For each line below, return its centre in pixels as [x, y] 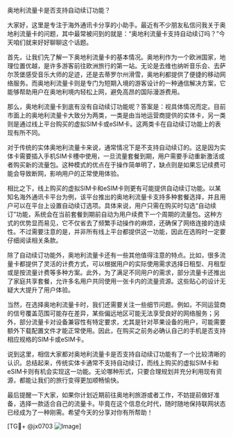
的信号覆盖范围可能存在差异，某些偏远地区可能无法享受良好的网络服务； [110, 313]
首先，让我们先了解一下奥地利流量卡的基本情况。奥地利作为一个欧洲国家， [113, 57]
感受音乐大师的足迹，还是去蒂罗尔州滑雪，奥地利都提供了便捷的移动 [122, 74]
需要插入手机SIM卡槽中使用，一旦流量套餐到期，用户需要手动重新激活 [119, 156]
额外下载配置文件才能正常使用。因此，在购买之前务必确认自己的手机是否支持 [116, 331]
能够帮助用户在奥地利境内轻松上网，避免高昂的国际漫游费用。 [95, 92]
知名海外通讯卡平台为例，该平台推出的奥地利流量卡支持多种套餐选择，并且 [113, 197]
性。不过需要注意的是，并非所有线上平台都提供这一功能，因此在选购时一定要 [116, 232]
